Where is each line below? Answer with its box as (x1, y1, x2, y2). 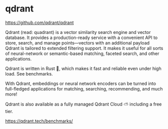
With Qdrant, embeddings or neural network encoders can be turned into (5, 80, 156, 86)
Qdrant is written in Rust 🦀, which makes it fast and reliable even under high (5, 65, 161, 71)
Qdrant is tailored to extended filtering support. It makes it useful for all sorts (5, 45, 163, 51)
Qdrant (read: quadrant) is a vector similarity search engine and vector (5, 29, 151, 35)
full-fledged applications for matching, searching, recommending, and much (5, 85, 163, 91)
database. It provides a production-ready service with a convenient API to (5, 34, 158, 40)
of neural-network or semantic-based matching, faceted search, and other (5, 50, 159, 56)
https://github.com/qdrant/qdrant (5, 19, 74, 25)
